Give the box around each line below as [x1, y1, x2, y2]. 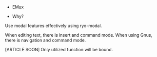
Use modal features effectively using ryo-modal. [5, 23, 102, 28]
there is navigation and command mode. [5, 37, 86, 43]
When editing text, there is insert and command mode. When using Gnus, [5, 32, 153, 38]
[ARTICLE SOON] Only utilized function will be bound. [5, 47, 113, 52]
